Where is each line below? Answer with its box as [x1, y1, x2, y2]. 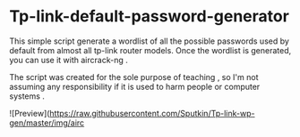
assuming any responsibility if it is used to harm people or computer [9, 81, 261, 92]
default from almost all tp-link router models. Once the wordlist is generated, [9, 44, 292, 55]
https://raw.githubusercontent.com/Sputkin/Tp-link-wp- [48, 108, 255, 118]
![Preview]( [9, 108, 50, 118]
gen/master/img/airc [9, 117, 85, 128]
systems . [9, 91, 45, 101]
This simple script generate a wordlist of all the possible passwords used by [9, 36, 289, 46]
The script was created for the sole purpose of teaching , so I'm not [9, 71, 259, 82]
